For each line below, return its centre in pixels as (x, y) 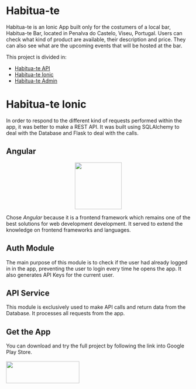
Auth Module (30, 248)
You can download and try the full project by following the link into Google (95, 346)
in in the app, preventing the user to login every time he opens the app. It (94, 268)
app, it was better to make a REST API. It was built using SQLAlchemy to (93, 126)
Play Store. (19, 352)
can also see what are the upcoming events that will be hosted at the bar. (94, 46)
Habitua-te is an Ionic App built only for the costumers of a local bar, (88, 27)
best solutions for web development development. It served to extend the (94, 223)
